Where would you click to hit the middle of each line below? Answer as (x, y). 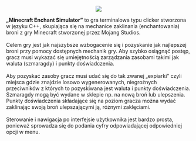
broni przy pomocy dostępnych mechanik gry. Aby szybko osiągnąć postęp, (98, 51)
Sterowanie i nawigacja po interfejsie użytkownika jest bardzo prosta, (90, 119)
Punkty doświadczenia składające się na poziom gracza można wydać (91, 101)
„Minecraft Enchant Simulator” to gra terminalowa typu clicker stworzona (96, 20)
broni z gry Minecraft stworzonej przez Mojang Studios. (73, 32)
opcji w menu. (23, 132)
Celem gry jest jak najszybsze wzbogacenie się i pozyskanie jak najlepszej (96, 45)
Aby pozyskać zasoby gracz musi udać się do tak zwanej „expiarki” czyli (94, 76)
